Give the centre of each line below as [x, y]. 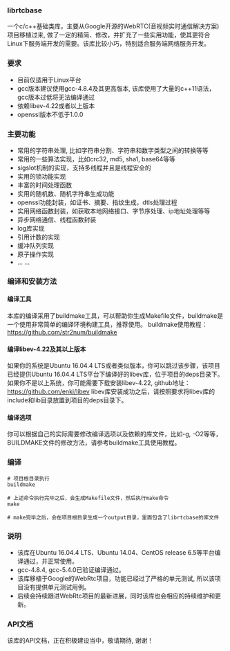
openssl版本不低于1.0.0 [50, 114]
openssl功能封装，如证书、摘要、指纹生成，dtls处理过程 [97, 202]
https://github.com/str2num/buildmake [62, 332]
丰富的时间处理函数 [45, 185]
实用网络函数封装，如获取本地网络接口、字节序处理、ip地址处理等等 [114, 211]
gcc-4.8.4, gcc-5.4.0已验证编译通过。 [71, 570]
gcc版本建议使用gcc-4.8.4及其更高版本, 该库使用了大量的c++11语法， [116, 88]
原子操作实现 [35, 254]
